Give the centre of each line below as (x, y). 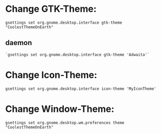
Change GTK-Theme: (51, 9)
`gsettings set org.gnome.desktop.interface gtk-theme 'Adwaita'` (77, 54)
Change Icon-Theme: (51, 75)
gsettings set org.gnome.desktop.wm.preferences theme (65, 123)
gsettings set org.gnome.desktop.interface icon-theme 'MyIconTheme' (81, 89)
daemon (19, 43)
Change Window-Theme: (60, 109)
